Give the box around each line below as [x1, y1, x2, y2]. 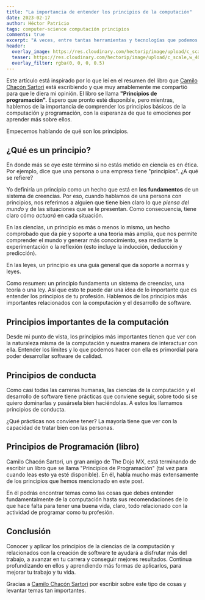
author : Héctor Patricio [6, 20, 70, 26]
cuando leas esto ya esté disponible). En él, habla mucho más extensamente [6, 471, 199, 478]
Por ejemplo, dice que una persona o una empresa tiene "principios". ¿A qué [6, 168, 198, 175]
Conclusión [6, 526, 51, 537]
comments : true [6, 32, 45, 38]
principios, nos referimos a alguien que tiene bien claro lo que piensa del [6, 199, 189, 206]
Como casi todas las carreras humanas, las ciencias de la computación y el [6, 386, 195, 393]
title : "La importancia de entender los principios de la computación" [6, 9, 192, 15]
